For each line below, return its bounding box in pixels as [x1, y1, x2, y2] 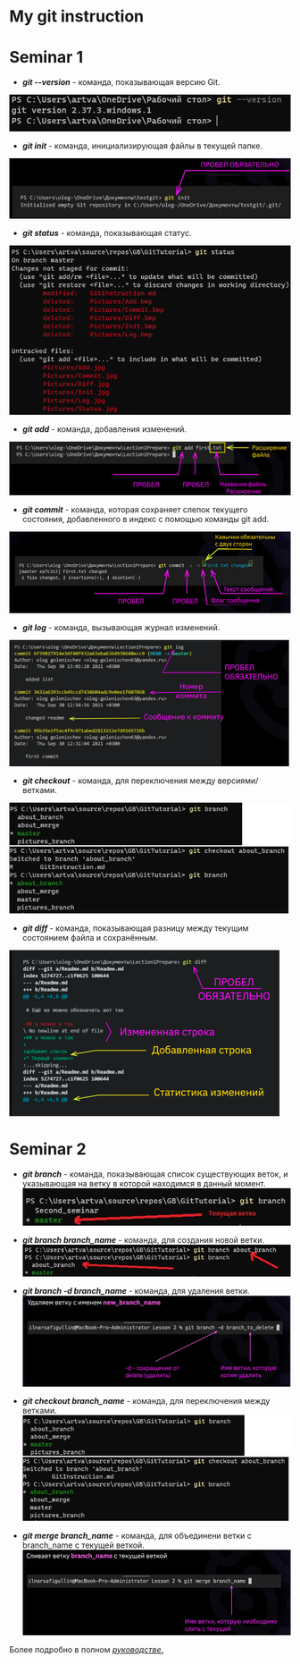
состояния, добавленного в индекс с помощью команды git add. [21, 514, 270, 525]
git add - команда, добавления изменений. [21, 424, 187, 435]
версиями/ [217, 775, 259, 786]
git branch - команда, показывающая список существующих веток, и [21, 1169, 288, 1179]
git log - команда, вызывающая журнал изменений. [21, 621, 221, 632]
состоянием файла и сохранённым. [21, 932, 159, 942]
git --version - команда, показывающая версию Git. [21, 77, 221, 88]
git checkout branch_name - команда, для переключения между [21, 1396, 271, 1406]
